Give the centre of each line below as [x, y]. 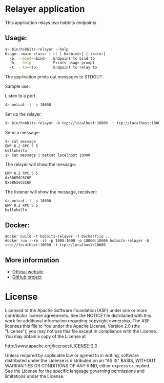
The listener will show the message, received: [51, 192]
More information [32, 260]
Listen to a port [20, 96]
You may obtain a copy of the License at [46, 336]
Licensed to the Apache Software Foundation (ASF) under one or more [76, 311]
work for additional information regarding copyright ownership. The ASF [77, 321]
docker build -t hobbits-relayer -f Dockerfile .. [58, 237]
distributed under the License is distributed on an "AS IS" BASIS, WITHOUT [81, 360]
